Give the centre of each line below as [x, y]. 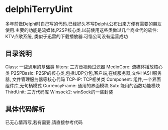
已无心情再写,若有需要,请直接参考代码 [44, 122]
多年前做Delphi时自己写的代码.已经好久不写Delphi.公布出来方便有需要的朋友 [83, 24]
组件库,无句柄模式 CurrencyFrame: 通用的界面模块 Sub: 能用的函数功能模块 [83, 85]
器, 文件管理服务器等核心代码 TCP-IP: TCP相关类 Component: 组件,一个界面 [83, 79]
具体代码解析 [25, 109]
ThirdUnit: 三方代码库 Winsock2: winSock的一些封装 [59, 92]
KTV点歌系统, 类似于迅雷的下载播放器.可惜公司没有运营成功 [67, 36]
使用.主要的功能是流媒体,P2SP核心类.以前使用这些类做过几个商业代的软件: [82, 30]
